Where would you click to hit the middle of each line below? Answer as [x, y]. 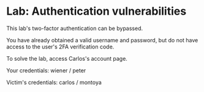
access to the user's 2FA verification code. [60, 47]
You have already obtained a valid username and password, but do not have [102, 40]
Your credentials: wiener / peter [46, 70]
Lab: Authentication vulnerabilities [96, 11]
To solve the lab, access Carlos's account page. [67, 58]
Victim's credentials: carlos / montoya [54, 82]
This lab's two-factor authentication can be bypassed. [75, 28]
